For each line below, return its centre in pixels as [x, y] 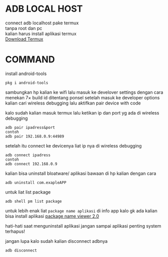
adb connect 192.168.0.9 [31, 164]
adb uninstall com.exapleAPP [36, 182]
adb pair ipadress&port [30, 127]
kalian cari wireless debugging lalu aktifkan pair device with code [73, 103]
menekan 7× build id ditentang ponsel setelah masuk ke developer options [82, 97]
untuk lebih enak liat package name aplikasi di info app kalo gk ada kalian [81, 210]
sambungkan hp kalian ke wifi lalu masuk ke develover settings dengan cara [84, 92]
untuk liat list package [28, 192]
